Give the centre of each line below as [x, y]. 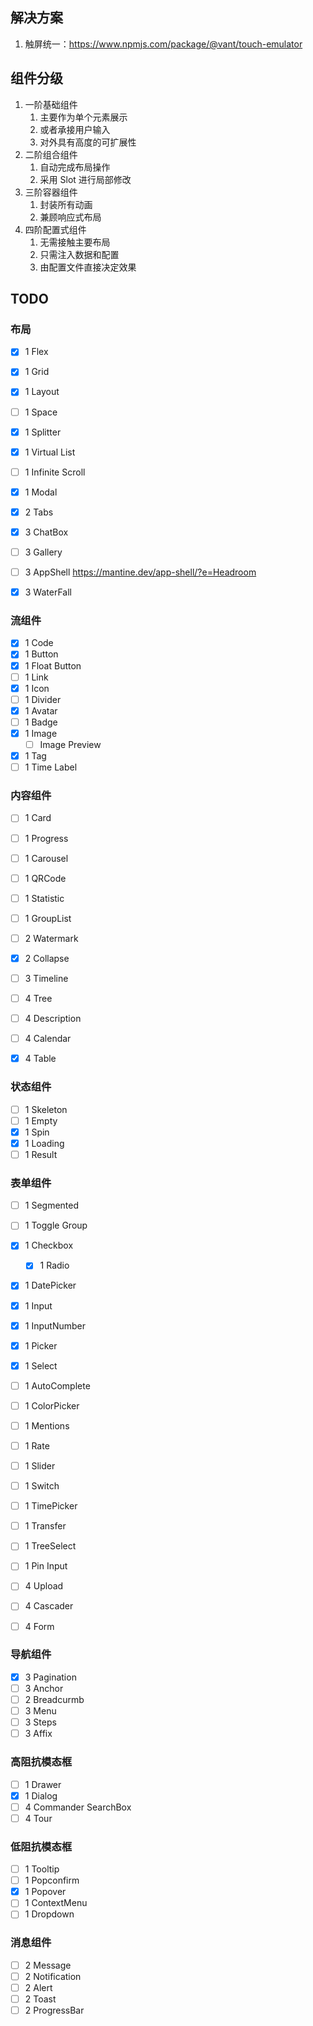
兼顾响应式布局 [70, 217]
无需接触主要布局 [75, 242]
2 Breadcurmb [54, 1699]
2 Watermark [51, 938]
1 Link [36, 677]
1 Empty [41, 1120]
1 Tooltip [42, 1869]
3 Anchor [44, 1688]
